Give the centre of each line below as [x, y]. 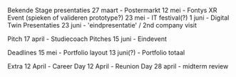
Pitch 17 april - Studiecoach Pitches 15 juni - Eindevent [87, 39]
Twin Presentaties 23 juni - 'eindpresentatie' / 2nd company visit [102, 25]
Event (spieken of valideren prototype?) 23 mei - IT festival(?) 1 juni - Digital [118, 18]
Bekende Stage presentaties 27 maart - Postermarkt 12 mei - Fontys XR [112, 10]
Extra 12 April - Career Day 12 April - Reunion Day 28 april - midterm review [118, 66]
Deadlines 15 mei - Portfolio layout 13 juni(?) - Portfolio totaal [96, 53]
